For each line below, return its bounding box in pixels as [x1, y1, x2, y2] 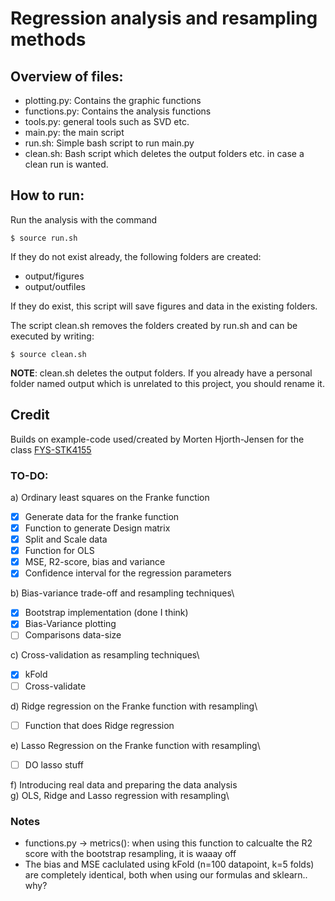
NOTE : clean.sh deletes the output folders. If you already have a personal [10, 367, 313, 379]
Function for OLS [24, 545, 95, 557]
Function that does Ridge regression [24, 719, 175, 731]
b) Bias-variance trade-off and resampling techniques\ [10, 587, 235, 599]
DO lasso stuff [24, 758, 84, 771]
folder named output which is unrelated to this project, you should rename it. [10, 377, 325, 389]
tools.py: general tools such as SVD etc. [24, 116, 190, 127]
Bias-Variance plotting [24, 618, 117, 630]
